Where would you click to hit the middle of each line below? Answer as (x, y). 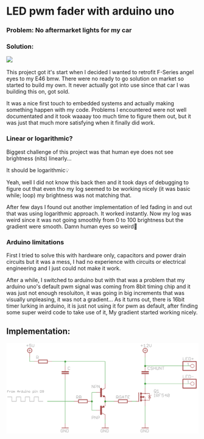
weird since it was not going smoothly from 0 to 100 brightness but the (95, 219)
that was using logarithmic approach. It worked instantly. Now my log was (99, 213)
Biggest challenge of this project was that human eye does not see (90, 152)
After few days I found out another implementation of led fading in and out (99, 207)
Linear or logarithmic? (40, 139)
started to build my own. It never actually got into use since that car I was (98, 85)
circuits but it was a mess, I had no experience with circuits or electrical (96, 262)
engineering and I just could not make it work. (64, 268)
